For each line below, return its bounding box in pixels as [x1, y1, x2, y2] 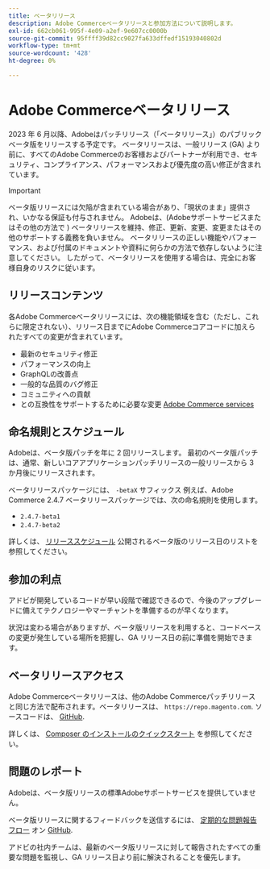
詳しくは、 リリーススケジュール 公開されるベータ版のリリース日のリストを [8, 537, 259, 547]
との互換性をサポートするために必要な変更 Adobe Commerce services [19, 399, 255, 409]
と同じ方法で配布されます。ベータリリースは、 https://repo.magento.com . [8, 702, 254, 712]
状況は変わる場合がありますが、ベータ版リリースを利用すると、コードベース [8, 622, 262, 633]
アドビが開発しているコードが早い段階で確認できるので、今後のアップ [8, 596, 241, 605]
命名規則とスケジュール [8, 425, 125, 439]
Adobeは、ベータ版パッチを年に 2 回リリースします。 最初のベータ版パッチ [8, 448, 259, 458]
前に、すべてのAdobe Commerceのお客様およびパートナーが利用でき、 [8, 149, 244, 159]
